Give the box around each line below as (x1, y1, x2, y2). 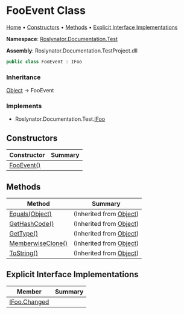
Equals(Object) (9, 210, 52, 218)
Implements (6, 102, 42, 111)
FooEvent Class (6, 4, 86, 18)
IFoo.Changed (9, 297, 49, 306)
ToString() (9, 249, 38, 257)
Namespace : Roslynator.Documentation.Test (6, 35, 118, 42)
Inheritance (6, 73, 41, 82)
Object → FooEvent (6, 87, 54, 94)
